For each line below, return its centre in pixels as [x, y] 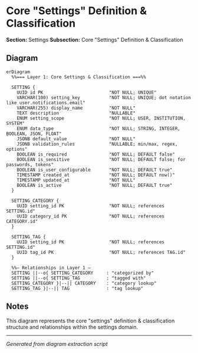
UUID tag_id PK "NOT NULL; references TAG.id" [101, 252]
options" [17, 149]
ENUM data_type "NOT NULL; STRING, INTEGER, [99, 128]
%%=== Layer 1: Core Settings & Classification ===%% [79, 77]
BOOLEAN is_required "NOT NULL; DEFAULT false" [96, 154]
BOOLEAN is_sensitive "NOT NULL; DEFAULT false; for [101, 159]
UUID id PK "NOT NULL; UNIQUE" [87, 93]
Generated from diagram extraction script [57, 344]
